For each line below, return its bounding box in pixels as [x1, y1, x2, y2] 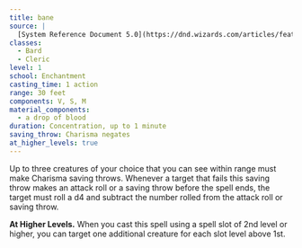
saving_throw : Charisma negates [9, 130, 130, 139]
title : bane [9, 13, 54, 22]
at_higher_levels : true [9, 138, 99, 147]
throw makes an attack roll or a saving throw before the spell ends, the [9, 182, 271, 193]
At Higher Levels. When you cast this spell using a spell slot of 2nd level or [9, 218, 288, 229]
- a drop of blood [17, 113, 87, 122]
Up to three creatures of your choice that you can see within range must [9, 163, 277, 173]
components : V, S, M [9, 96, 87, 106]
